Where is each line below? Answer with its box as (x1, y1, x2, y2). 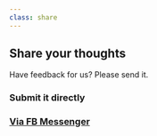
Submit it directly (9, 92, 86, 104)
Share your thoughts (9, 46, 127, 61)
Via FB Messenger (9, 116, 91, 128)
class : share (9, 12, 58, 22)
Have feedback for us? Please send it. (9, 69, 149, 80)
